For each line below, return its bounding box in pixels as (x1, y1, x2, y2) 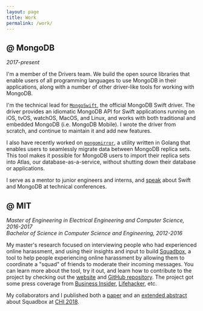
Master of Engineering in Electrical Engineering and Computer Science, (6, 216, 185, 224)
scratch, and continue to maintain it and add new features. (6, 127, 152, 135)
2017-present (6, 59, 40, 66)
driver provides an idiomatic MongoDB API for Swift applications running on (6, 108, 195, 115)
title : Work (6, 15, 36, 21)
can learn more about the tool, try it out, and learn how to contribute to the (6, 267, 192, 274)
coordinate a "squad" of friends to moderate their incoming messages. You (6, 261, 194, 267)
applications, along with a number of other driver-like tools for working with (6, 83, 195, 91)
